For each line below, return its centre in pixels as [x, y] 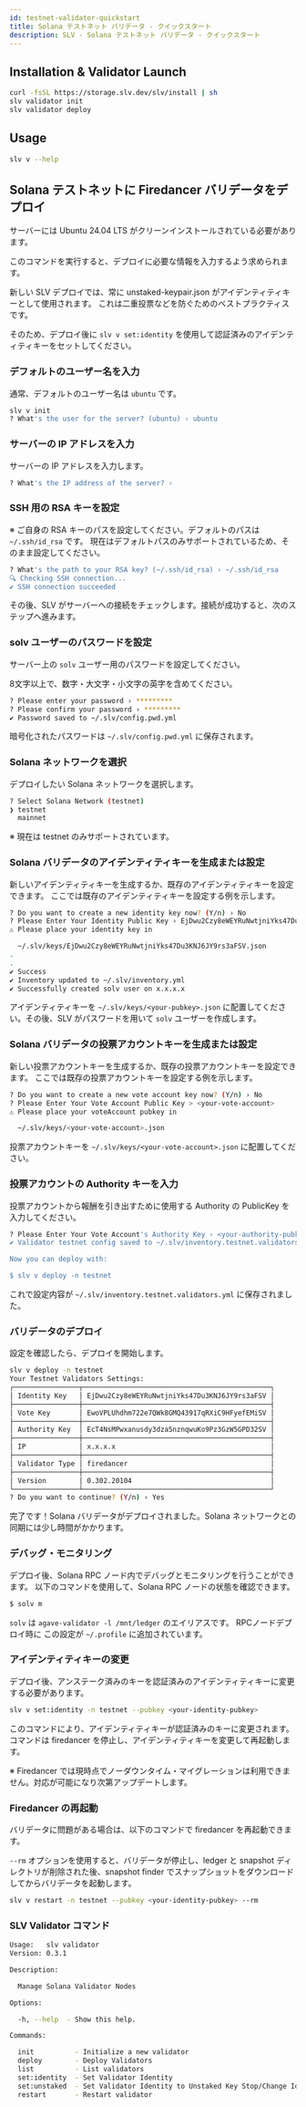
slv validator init [46, 101]
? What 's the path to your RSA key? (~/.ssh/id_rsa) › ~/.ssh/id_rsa [144, 570]
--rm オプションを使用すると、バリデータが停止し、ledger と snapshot [142, 1860]
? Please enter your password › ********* [91, 701]
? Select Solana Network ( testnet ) [77, 801]
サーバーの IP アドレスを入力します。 [79, 465]
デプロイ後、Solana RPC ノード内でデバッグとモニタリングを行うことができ [152, 1575]
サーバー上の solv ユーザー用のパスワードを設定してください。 [127, 664]
